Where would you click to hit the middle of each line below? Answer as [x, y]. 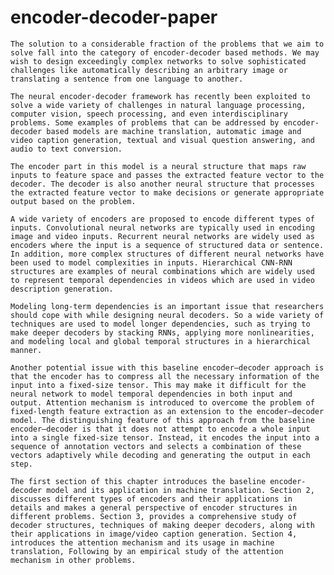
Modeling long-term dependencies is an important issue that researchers [167, 306]
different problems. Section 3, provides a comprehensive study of [154, 516]
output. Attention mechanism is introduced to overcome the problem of [162, 402]
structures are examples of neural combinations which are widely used [162, 271]
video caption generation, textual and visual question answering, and [162, 140]
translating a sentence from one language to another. [127, 79]
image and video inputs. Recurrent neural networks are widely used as [162, 236]
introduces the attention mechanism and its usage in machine [142, 542]
